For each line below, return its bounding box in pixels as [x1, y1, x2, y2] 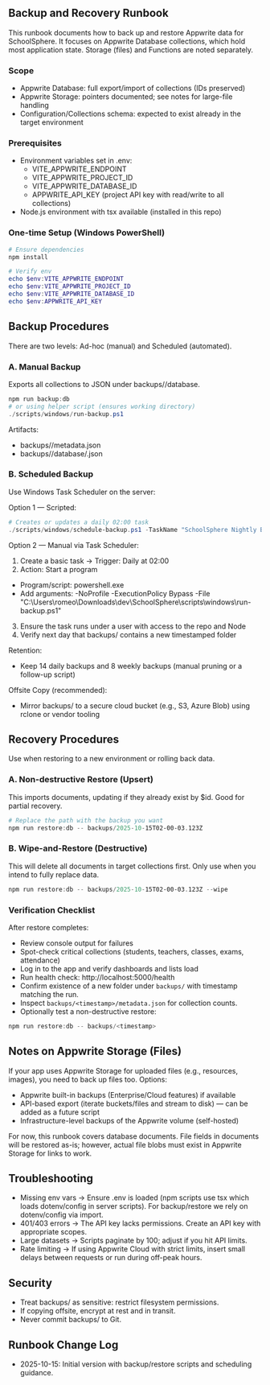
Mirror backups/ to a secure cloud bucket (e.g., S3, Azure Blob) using [19, 700, 251, 711]
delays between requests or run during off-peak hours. [19, 1253, 202, 1263]
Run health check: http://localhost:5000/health [19, 972, 175, 982]
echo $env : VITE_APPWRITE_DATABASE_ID [8, 290, 135, 299]
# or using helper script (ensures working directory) [8, 402, 196, 410]
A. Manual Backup [8, 361, 81, 373]
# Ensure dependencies [8, 245, 84, 254]
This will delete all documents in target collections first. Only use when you [8, 861, 256, 871]
